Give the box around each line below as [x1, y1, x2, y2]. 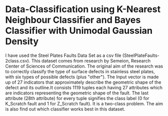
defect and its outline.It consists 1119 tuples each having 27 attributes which [5, 84, 163, 90]
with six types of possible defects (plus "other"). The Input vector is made [5, 74, 159, 80]
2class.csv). [5, 57, 30, 64]
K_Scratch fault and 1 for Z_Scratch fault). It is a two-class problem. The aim [5, 100, 163, 106]
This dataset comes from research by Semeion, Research [31, 57, 151, 64]
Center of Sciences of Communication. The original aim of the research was [5, 63, 163, 69]
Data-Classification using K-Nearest [5, 4, 161, 15]
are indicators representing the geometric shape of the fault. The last [5, 90, 149, 96]
